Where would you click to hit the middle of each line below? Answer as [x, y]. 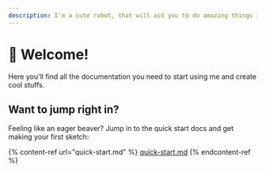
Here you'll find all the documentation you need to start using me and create [133, 77]
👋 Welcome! [49, 54]
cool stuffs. [27, 84]
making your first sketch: [49, 137]
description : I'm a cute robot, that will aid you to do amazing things [131, 15]
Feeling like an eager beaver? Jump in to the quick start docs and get [121, 129]
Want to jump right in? [64, 109]
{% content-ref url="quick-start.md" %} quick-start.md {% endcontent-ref [129, 152]
